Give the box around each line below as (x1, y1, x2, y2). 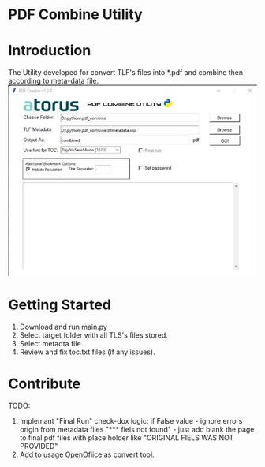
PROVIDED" (19, 441, 58, 450)
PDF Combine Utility (8, 6, 144, 24)
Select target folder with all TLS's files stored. (19, 330, 168, 340)
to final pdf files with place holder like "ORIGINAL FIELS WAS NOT (19, 432, 234, 443)
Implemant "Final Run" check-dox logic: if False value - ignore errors (19, 416, 243, 425)
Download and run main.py (19, 322, 108, 331)
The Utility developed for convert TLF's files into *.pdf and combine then (8, 68, 244, 77)
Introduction (8, 42, 91, 60)
